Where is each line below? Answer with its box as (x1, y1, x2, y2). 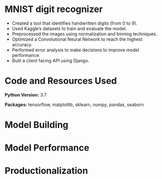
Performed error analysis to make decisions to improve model (11, 47, 139, 53)
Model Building (4, 119, 68, 131)
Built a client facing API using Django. (11, 57, 89, 63)
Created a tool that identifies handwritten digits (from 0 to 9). (11, 20, 137, 26)
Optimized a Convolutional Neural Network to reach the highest (11, 36, 143, 42)
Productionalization (4, 165, 88, 176)
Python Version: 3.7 (4, 92, 47, 98)
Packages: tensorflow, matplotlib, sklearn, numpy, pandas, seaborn (4, 102, 144, 108)
